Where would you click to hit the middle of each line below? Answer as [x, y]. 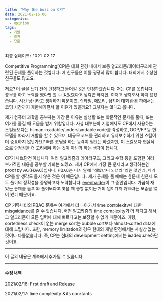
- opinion [19, 23]
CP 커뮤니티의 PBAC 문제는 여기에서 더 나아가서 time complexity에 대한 [73, 205]
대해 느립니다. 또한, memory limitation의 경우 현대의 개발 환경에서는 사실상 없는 [81, 229]
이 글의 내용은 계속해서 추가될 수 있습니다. [44, 256]
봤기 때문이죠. [23, 194]
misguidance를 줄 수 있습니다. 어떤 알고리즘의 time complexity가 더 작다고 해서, [81, 211]
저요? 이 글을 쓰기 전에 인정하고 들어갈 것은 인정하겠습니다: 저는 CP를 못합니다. [79, 89]
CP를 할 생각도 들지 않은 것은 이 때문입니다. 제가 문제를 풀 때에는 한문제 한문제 [79, 176]
